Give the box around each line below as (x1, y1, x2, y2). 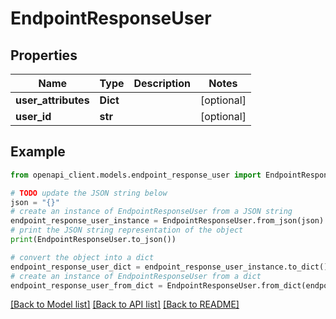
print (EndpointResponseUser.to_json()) (10, 235, 177, 245)
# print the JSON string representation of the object (10, 225, 244, 236)
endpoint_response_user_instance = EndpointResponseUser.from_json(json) (10, 216, 325, 226)
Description (133, 77, 191, 90)
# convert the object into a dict (10, 252, 155, 262)
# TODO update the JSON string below (10, 188, 168, 198)
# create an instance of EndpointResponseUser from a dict (10, 271, 262, 281)
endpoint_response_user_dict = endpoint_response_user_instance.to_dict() (10, 262, 329, 272)
